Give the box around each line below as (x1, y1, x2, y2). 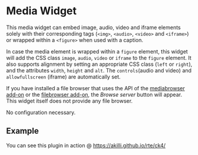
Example (6, 126, 39, 136)
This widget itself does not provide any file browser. (6, 97, 133, 105)
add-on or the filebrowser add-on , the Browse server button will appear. (6, 91, 183, 98)
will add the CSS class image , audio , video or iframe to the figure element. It (6, 54, 191, 61)
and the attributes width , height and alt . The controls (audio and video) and (6, 67, 191, 74)
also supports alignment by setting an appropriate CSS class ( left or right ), (6, 61, 193, 68)
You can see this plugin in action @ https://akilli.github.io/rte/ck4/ (6, 141, 166, 149)
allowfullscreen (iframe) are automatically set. (6, 73, 121, 80)
